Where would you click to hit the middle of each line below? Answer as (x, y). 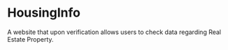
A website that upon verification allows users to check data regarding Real (114, 32)
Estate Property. (30, 39)
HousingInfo (44, 13)
